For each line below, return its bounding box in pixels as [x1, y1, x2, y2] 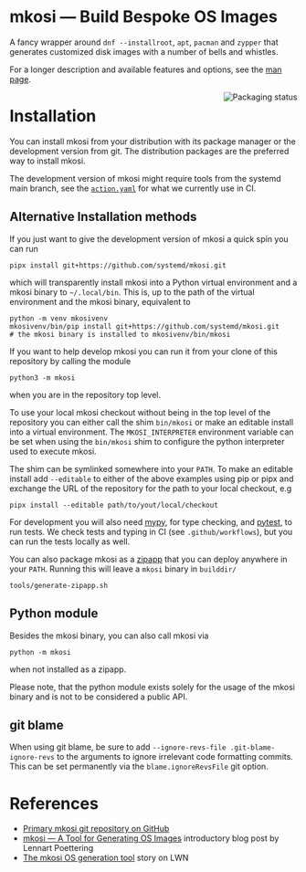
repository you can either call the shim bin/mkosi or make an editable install [9, 416, 294, 427]
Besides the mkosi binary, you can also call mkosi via [9, 630, 209, 641]
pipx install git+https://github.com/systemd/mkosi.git [9, 260, 227, 270]
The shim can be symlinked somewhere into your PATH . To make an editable [9, 463, 294, 474]
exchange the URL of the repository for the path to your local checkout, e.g [9, 482, 292, 494]
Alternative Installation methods [9, 209, 197, 225]
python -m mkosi [9, 647, 71, 657]
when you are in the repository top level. [9, 389, 162, 400]
